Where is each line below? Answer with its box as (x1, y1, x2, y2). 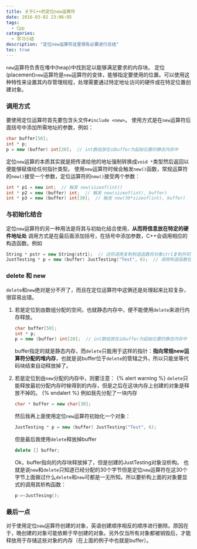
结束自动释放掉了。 (25, 362, 72, 370)
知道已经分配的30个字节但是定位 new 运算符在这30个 (64, 466, 188, 473)
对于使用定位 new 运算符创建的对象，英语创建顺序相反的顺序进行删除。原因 (6, 522, 184, 530)
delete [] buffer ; (14, 448, 60, 454)
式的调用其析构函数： (14, 481, 66, 488)
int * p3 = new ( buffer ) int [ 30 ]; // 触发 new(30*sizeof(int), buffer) (6, 195, 186, 201)
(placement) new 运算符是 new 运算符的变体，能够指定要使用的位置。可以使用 (6, 71, 185, 78)
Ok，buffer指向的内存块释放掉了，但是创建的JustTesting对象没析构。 (14, 458, 182, 465)
